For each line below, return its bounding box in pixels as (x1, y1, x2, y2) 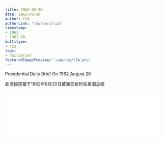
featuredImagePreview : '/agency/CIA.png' (5, 57, 91, 62)
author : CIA (5, 16, 29, 21)
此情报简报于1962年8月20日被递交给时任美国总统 (5, 81, 105, 87)
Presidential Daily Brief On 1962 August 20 (5, 71, 91, 77)
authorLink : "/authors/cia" (5, 21, 63, 26)
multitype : (5, 39, 27, 44)
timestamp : (5, 26, 27, 30)
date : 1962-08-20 (5, 12, 41, 17)
